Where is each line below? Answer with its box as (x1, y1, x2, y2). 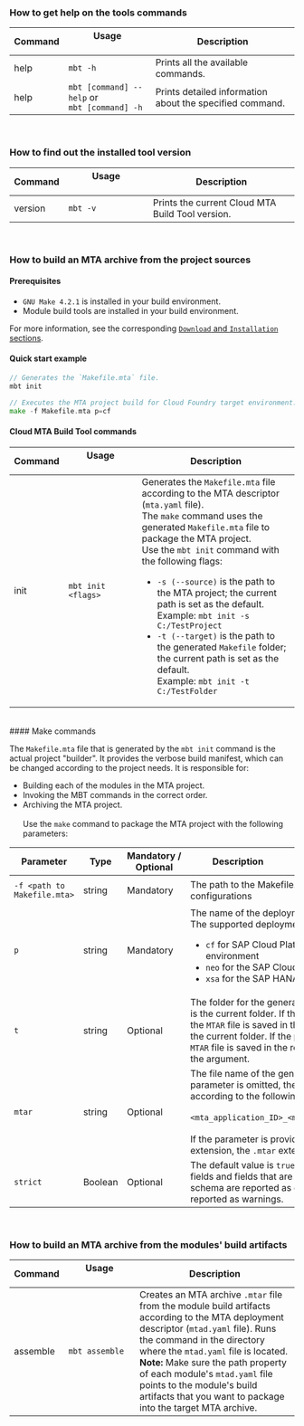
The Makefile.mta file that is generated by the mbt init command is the (9, 743, 276, 754)
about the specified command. (155, 97, 285, 109)
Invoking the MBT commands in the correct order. (22, 789, 208, 800)
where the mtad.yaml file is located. (139, 1345, 288, 1357)
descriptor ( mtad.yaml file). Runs (139, 1322, 277, 1335)
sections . (9, 332, 43, 343)
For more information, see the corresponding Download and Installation (9, 323, 279, 334)
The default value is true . (189, 1158, 298, 1171)
